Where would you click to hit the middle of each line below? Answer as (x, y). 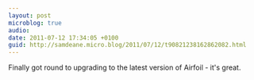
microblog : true (35, 23)
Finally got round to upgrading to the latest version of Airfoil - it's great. (125, 67)
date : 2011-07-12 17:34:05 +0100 (63, 38)
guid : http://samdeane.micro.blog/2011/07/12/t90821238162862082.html (127, 45)
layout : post (30, 15)
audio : (19, 30)
